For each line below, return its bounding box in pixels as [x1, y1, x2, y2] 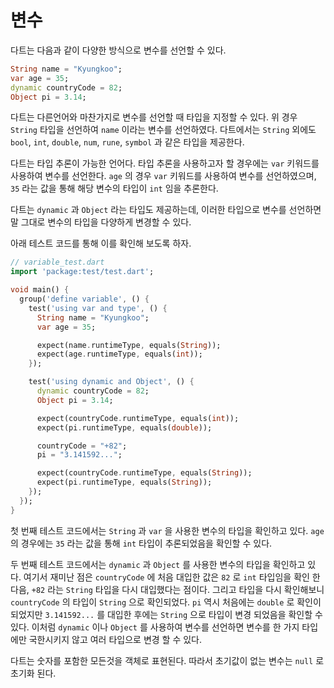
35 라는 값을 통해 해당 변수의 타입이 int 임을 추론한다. [10, 182, 219, 195]
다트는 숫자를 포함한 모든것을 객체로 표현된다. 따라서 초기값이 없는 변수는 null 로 [10, 654, 325, 666]
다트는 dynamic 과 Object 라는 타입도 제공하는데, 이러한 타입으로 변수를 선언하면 [10, 204, 322, 216]
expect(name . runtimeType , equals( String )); [36, 340, 222, 350]
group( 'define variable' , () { [19, 294, 150, 305]
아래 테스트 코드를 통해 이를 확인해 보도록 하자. [10, 237, 192, 250]
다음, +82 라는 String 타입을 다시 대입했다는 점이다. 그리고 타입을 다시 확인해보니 [10, 583, 325, 595]
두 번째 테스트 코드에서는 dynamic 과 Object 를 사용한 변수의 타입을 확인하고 [10, 558, 306, 570]
